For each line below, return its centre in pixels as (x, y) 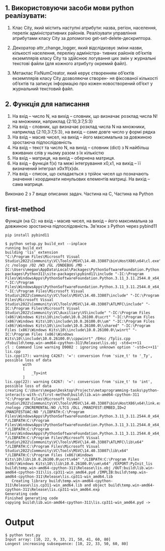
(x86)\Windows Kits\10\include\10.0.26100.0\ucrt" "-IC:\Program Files (80, 317)
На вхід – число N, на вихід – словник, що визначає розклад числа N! (85, 116)
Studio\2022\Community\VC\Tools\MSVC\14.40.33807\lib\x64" (67, 451)
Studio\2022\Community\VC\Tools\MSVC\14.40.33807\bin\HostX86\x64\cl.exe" (83, 261)
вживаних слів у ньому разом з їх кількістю (58, 153)
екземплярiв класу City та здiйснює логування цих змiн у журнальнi (84, 58)
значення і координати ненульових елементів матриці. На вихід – (81, 179)
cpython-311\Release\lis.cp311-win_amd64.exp (52, 490)
